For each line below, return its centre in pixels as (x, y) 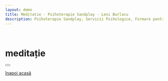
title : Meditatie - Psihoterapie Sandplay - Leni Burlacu (67, 14)
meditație (25, 53)
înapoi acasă (18, 73)
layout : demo (19, 10)
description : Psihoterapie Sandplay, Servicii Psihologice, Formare (78, 19)
